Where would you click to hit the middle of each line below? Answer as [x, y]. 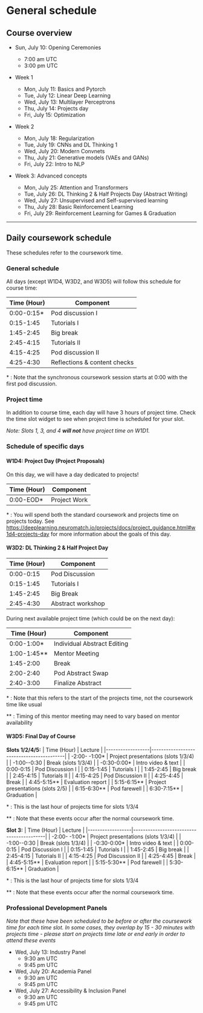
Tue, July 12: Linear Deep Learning [67, 95]
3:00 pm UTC [41, 65]
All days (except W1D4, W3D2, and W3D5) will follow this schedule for [94, 282]
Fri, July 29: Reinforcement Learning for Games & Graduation [100, 213]
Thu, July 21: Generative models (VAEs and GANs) [86, 158]
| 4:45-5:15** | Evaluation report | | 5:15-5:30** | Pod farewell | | [87, 862]
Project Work [69, 499]
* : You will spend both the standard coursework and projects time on [93, 514]
